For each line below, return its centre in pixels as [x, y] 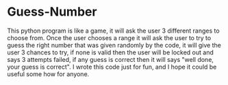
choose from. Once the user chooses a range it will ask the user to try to [109, 37]
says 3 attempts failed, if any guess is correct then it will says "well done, [111, 59]
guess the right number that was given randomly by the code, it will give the [114, 45]
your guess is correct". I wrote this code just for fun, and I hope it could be [112, 67]
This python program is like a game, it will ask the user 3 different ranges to [114, 31]
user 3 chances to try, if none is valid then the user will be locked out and [110, 52]
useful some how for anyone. [48, 74]
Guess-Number [52, 12]
